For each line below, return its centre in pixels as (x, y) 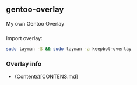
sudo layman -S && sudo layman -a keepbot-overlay (69, 49)
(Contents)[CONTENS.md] (46, 76)
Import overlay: (24, 38)
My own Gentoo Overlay (35, 23)
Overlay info (24, 63)
